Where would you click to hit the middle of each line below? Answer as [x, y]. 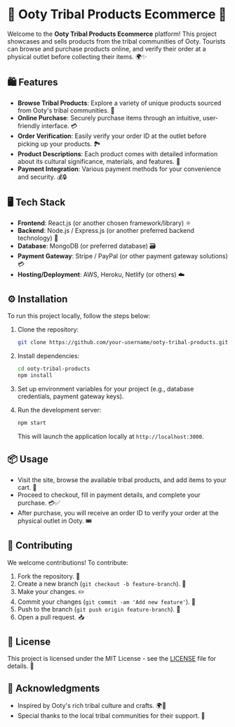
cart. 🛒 [27, 487]
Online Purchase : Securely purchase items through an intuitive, [109, 118]
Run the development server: [59, 410]
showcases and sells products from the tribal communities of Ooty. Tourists [116, 41]
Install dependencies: [48, 356]
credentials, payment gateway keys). [70, 396]
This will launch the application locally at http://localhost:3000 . [110, 436]
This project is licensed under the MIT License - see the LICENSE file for [112, 659]
